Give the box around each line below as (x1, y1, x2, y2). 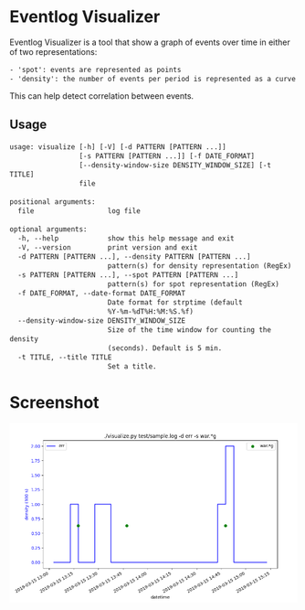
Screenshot (9, 391, 100, 412)
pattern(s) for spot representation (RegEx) (107, 279, 280, 289)
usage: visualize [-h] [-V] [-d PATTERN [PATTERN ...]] (9, 142, 226, 152)
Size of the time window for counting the (107, 325, 272, 335)
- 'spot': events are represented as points (9, 65, 182, 74)
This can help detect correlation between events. (9, 90, 195, 102)
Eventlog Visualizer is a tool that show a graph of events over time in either (9, 37, 290, 48)
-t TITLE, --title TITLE (17, 352, 112, 362)
